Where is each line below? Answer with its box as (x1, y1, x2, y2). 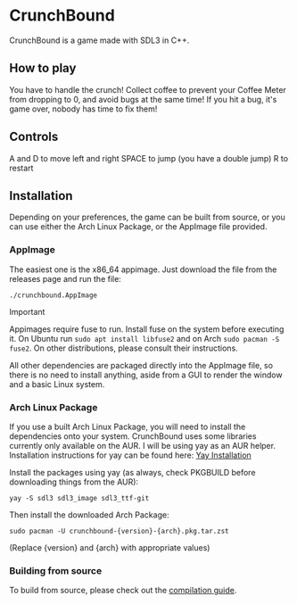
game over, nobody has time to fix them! (9, 103, 158, 114)
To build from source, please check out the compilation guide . (9, 585, 237, 596)
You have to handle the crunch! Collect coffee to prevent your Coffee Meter (9, 84, 287, 95)
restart (9, 162, 34, 173)
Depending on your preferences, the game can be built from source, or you (9, 211, 285, 223)
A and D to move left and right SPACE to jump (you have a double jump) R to (9, 153, 288, 163)
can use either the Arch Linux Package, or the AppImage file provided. (9, 221, 268, 232)
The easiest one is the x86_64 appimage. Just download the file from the (9, 264, 277, 275)
